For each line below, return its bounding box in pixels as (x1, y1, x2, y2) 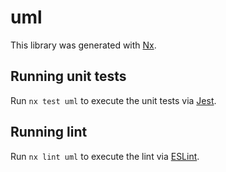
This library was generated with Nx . (10, 39, 157, 51)
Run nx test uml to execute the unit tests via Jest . (10, 94, 217, 106)
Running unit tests (10, 68, 127, 85)
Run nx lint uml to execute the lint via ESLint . (10, 150, 200, 162)
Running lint (10, 124, 88, 141)
